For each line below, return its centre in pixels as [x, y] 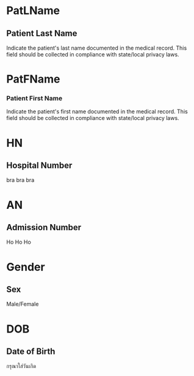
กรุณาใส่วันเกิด [21, 366]
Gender [26, 267]
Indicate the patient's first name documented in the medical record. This [97, 111]
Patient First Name [34, 99]
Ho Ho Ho [19, 242]
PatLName [33, 11]
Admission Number [44, 227]
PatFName [33, 79]
